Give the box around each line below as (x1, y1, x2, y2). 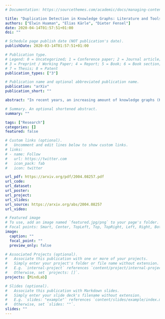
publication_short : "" (5, 89, 52, 94)
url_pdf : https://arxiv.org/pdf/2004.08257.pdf (5, 175, 105, 179)
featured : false (5, 129, 38, 134)
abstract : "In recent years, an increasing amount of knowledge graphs (5, 98, 155, 103)
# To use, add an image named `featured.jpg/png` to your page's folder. (5, 220, 160, 225)
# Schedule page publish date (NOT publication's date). (5, 39, 124, 44)
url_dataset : (5, 183, 32, 189)
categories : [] (5, 124, 36, 130)
